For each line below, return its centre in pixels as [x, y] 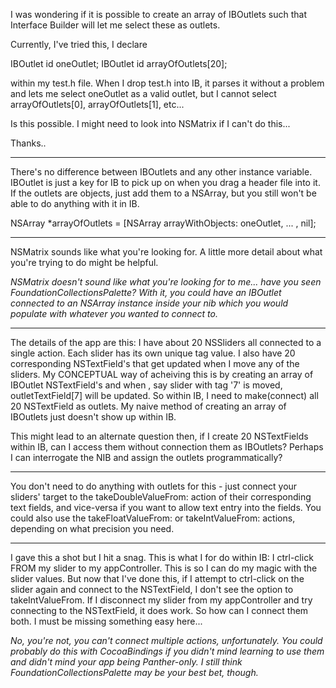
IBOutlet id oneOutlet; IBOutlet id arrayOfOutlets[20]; [119, 63]
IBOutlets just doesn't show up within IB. [93, 417]
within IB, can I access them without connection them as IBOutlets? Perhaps [167, 447]
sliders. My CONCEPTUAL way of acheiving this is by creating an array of [162, 374]
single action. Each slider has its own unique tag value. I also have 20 [153, 353]
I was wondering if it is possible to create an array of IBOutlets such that [159, 14]
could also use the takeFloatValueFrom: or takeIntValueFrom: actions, [153, 518]
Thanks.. [28, 143]
